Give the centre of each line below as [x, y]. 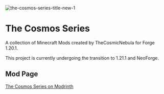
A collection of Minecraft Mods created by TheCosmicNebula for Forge [80, 42]
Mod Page [22, 74]
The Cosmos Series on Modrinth [39, 86]
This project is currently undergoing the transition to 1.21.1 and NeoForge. [82, 58]
